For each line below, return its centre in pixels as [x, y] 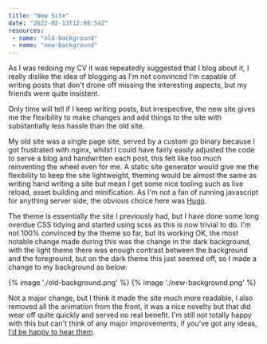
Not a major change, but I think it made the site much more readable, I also [131, 298]
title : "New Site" [39, 16]
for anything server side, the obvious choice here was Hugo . [108, 201]
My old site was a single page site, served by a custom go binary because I [132, 141]
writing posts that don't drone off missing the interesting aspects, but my [128, 85]
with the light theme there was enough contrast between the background [128, 250]
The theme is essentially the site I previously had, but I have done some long [133, 216]
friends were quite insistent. [54, 93]
